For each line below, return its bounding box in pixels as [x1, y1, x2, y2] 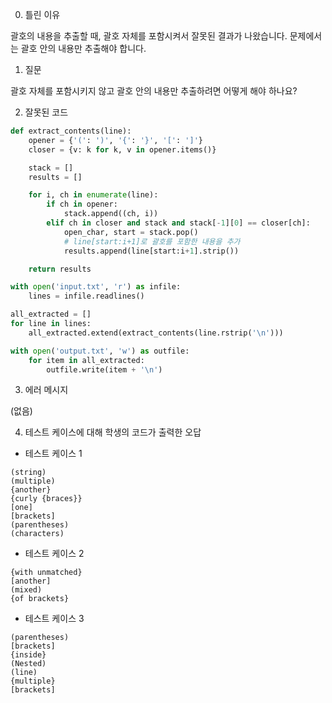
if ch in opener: [46, 199, 118, 210]
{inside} [10, 650, 47, 660]
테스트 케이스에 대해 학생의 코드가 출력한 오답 [24, 426, 202, 438]
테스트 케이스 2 [24, 548, 85, 560]
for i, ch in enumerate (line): [28, 190, 159, 200]
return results [28, 264, 92, 274]
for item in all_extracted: [28, 355, 145, 365]
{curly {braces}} [10, 494, 83, 504]
